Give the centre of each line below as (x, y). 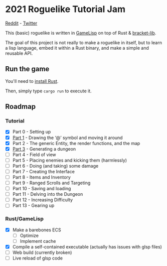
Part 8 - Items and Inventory (42, 177)
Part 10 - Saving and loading (42, 189)
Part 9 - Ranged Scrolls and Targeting (51, 183)
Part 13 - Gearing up (33, 206)
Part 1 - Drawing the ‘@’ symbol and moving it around (67, 138)
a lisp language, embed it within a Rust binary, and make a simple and (77, 48)
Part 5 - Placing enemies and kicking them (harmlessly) (69, 160)
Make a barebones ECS (37, 230)
